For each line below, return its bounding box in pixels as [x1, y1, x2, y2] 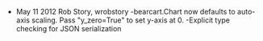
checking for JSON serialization [15, 24, 122, 33]
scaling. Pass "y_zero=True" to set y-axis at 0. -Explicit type [31, 15, 231, 25]
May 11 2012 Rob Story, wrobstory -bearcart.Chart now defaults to [15, 7, 236, 16]
